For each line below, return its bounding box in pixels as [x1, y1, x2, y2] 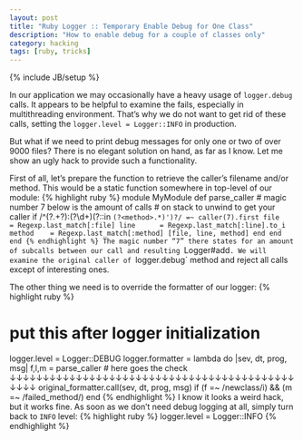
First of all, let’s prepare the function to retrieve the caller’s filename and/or [9, 173, 289, 184]
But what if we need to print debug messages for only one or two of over [9, 136, 281, 147]
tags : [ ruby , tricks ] [9, 47, 92, 56]
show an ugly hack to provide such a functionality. [9, 155, 198, 166]
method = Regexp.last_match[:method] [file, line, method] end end [9, 229, 282, 239]
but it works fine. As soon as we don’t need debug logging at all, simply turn [9, 401, 294, 413]
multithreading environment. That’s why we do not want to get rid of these [9, 109, 287, 120]
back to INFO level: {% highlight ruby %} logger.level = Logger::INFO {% [9, 411, 277, 422]
